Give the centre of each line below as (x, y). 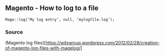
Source (14, 32)
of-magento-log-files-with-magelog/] (44, 48)
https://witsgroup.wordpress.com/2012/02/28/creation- (103, 43)
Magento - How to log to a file (52, 8)
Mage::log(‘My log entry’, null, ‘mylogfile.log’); (60, 19)
